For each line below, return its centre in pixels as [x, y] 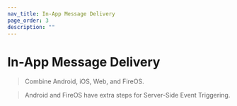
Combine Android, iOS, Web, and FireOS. [84, 81]
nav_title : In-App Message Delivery [61, 14]
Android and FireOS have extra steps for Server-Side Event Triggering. [127, 95]
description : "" [31, 27]
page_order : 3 [28, 20]
